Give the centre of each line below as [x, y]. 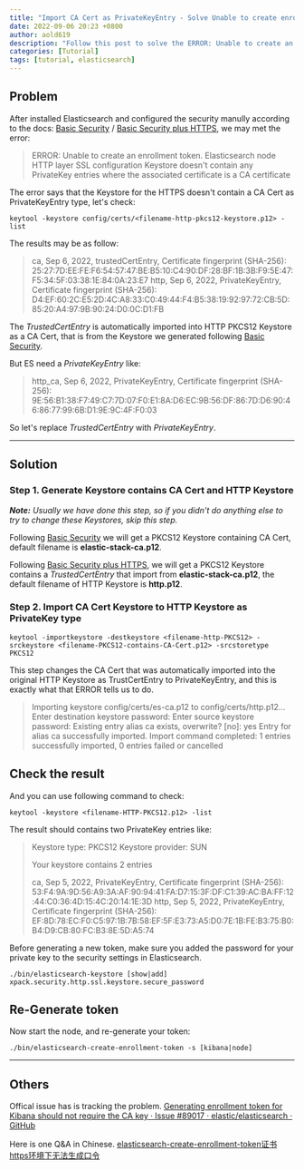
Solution [33, 465]
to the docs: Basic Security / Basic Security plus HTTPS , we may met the [145, 128]
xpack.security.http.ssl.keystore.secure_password [107, 982]
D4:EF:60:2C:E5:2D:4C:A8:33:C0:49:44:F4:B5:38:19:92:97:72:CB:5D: [161, 299]
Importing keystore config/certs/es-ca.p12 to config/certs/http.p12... [158, 707]
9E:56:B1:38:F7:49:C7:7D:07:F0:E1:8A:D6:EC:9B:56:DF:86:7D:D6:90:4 [161, 400]
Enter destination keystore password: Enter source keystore [143, 717]
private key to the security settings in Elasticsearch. [105, 957]
